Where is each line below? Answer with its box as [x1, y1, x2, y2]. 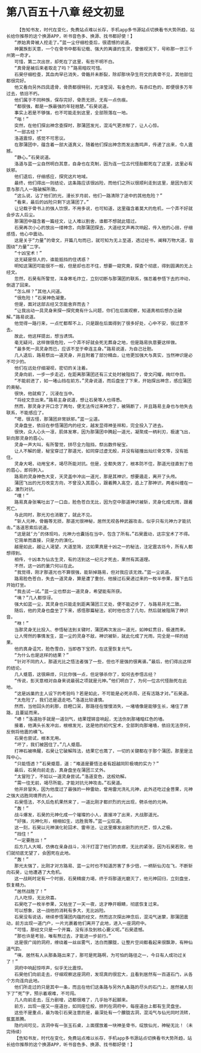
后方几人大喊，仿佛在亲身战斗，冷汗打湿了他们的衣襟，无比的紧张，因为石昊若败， [14, 843, 189, 850]
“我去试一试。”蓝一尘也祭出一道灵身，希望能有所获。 [14, 588, 125, 595]
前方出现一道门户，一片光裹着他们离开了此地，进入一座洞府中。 [14, 920, 149, 926]
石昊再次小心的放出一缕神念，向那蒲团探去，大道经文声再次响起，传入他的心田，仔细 [14, 225, 193, 231]
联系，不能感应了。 [6, 410, 47, 416]
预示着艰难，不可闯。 [34, 991, 79, 997]
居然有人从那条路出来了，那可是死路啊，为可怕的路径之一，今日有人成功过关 [26, 952, 187, 958]
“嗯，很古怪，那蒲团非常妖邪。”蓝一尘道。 [14, 416, 103, 422]
